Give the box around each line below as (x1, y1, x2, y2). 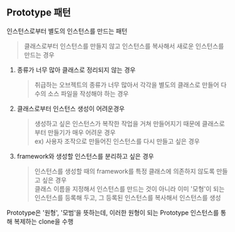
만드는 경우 (23, 50, 55, 59)
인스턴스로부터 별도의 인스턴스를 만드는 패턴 (6, 27, 128, 35)
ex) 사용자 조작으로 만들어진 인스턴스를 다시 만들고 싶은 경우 (34, 137, 200, 145)
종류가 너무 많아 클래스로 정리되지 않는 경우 (16, 66, 136, 74)
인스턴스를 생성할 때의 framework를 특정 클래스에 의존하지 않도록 (34, 166, 215, 175)
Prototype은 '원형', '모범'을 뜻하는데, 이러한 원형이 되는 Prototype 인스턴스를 (6, 208, 219, 216)
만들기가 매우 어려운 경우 (47, 128, 116, 136)
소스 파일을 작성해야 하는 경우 (47, 89, 129, 97)
